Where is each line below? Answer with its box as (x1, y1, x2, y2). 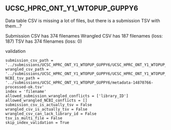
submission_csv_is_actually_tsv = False (5, 102, 93, 107)
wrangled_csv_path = (5, 67, 49, 72)
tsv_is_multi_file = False (5, 115, 63, 121)
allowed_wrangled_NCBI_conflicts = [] (5, 97, 88, 103)
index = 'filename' (5, 89, 47, 94)
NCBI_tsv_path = (5, 76, 40, 81)
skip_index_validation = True (5, 120, 70, 125)
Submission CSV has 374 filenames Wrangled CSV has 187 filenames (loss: (5, 32, 163, 39)
